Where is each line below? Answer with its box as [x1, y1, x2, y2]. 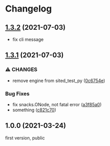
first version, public [5, 134, 45, 141]
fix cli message [12, 36, 44, 42]
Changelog [5, 3, 52, 15]
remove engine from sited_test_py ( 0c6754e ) [12, 78, 105, 84]
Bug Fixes [5, 90, 30, 97]
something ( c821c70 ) [12, 107, 56, 113]
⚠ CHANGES [5, 66, 37, 73]
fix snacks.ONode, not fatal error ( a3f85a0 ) [12, 101, 102, 107]
